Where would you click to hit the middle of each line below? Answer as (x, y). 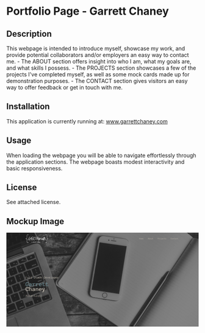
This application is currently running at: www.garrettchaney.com (87, 121)
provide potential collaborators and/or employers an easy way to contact (98, 55)
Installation (28, 107)
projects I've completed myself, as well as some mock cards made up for (98, 74)
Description (29, 34)
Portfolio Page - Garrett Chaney (88, 11)
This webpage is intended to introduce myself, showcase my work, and (96, 48)
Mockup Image (35, 221)
